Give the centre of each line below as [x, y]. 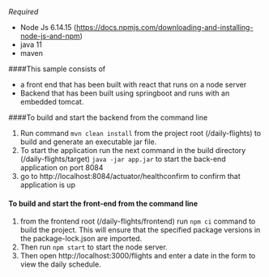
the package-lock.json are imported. [81, 239]
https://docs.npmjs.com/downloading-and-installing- [164, 27]
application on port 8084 [62, 168]
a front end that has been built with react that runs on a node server [133, 85]
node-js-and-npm [50, 36]
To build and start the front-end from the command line [103, 203]
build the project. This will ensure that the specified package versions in [140, 230]
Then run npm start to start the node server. [94, 247]
